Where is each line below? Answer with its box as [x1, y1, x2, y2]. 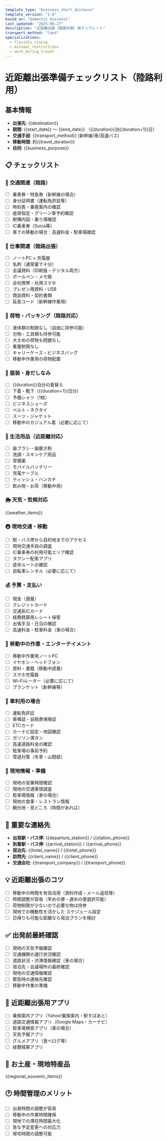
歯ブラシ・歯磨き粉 [12, 445, 52, 451]
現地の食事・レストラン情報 [12, 798, 70, 805]
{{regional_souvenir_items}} [5, 1073, 62, 1079]
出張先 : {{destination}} [12, 120, 59, 126]
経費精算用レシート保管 [12, 614, 61, 620]
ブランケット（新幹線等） [12, 684, 65, 690]
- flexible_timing [9, 40, 48, 45]
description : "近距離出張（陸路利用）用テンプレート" [5, 26, 106, 31]
